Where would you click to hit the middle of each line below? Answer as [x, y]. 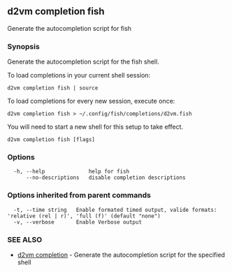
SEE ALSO [25, 239]
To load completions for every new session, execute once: [91, 101]
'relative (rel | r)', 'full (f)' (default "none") [84, 216]
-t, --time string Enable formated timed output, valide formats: [115, 210]
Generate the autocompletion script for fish [69, 28]
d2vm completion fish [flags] [51, 140]
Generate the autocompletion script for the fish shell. [83, 62]
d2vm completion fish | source [53, 88]
